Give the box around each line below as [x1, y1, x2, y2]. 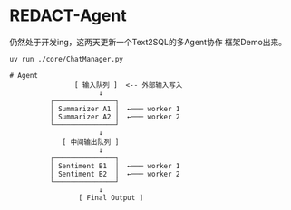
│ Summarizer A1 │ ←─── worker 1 [49, 104, 180, 113]
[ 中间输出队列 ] [62, 138, 120, 147]
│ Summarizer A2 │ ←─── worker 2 [49, 112, 180, 121]
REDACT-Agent [9, 5, 127, 26]
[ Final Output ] [78, 193, 144, 202]
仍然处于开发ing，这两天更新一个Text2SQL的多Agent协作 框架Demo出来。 [9, 36, 287, 47]
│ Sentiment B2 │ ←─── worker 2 [49, 169, 180, 178]
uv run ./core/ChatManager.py [9, 54, 124, 63]
